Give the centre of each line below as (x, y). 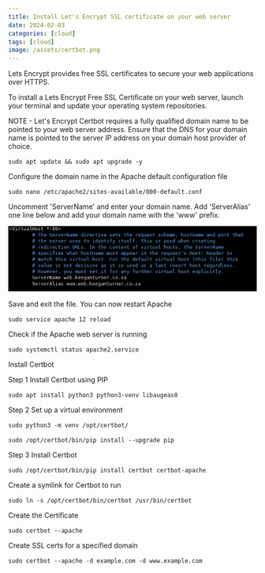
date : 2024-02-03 (37, 25)
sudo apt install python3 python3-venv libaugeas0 (93, 396)
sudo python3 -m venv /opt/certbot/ (68, 426)
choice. (21, 146)
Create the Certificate (43, 515)
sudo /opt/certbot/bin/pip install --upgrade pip (91, 440)
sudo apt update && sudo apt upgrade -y (76, 162)
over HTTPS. (29, 82)
